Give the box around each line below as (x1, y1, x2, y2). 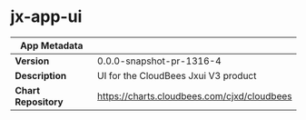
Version (15, 55, 50, 67)
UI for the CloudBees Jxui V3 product (97, 69, 257, 82)
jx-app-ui (10, 6, 83, 27)
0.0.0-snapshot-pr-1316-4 (97, 55, 222, 67)
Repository (15, 95, 64, 108)
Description (15, 69, 67, 82)
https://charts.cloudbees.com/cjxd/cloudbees (97, 89, 292, 102)
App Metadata (20, 39, 84, 52)
